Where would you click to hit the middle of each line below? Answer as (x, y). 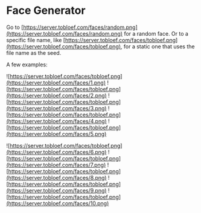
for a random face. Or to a (156, 33)
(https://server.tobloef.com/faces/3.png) (56, 108)
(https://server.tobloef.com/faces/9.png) (56, 190)
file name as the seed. (34, 52)
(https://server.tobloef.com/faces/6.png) (56, 152)
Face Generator (46, 11)
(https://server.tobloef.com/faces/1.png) (56, 83)
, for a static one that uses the (158, 46)
